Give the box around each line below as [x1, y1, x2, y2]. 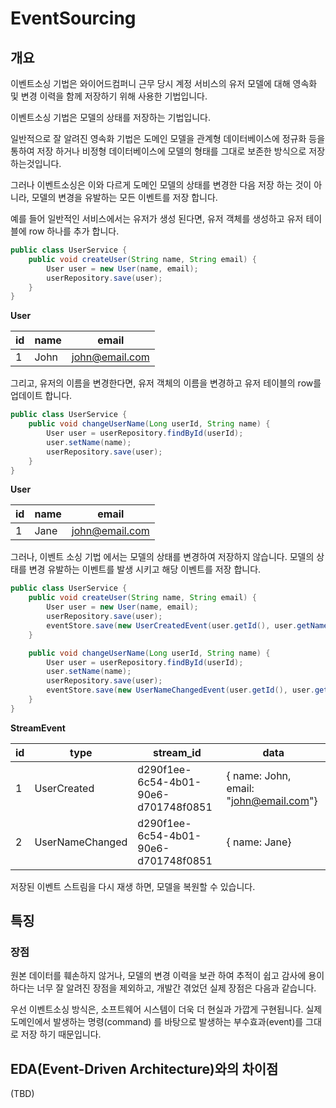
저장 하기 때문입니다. [20, 1028, 102, 1041]
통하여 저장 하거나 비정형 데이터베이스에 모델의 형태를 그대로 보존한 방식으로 [10, 145, 307, 157]
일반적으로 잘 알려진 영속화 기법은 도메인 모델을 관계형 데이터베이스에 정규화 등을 [10, 133, 326, 144]
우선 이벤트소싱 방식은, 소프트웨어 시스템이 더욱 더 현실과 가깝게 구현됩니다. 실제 [10, 1003, 323, 1016]
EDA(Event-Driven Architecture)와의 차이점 [10, 1060, 279, 1077]
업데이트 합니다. [10, 390, 73, 402]
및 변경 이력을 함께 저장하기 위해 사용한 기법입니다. [10, 90, 208, 102]
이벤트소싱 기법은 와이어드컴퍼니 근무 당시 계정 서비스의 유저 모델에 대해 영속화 [10, 78, 318, 89]
